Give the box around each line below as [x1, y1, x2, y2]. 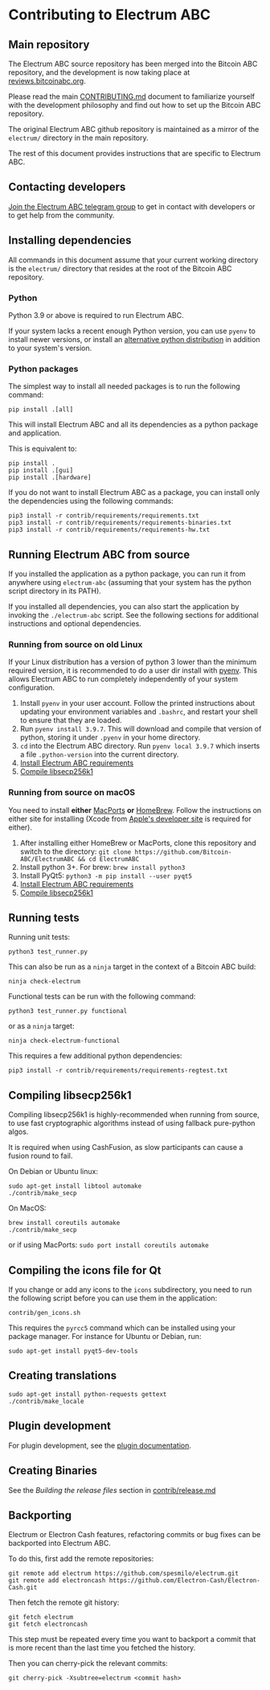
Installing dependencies [8, 233, 132, 247]
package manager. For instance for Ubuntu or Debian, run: [8, 1332, 202, 1342]
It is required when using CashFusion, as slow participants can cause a [8, 1143, 243, 1152]
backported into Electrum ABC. [8, 1539, 111, 1548]
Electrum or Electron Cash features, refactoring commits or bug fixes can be [8, 1530, 261, 1540]
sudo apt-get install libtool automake [8, 1182, 142, 1190]
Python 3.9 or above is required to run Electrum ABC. [8, 310, 184, 319]
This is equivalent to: [8, 444, 78, 454]
